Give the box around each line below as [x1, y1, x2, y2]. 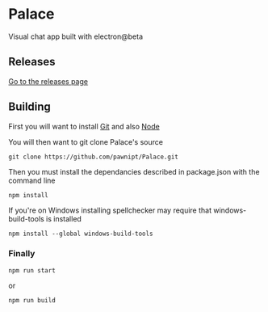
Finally [8, 248, 36, 259]
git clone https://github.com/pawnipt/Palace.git [8, 153, 179, 161]
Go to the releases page [8, 76, 89, 86]
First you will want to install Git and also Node [8, 121, 160, 131]
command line [8, 175, 56, 185]
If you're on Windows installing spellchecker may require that [8, 205, 212, 215]
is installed [45, 213, 82, 223]
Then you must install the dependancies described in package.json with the [8, 167, 260, 176]
